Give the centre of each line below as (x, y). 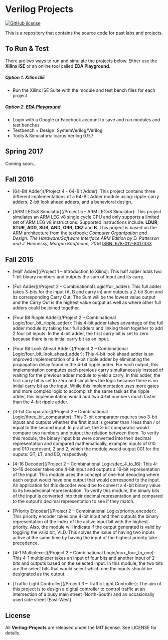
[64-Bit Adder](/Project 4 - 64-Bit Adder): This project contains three (84, 191)
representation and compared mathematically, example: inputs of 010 (84, 444)
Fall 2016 (20, 179)
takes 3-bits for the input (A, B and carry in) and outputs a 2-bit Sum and (88, 292)
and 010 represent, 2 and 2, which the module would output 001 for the (86, 449)
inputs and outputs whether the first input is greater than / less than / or (86, 422)
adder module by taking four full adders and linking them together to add (88, 328)
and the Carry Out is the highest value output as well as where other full (87, 302)
